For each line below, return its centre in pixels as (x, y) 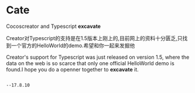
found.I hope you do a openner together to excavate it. (72, 69)
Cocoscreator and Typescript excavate (54, 26)
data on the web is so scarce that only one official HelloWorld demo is (90, 63)
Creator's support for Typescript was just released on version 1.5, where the (98, 57)
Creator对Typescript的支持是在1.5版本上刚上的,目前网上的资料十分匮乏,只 (94, 38)
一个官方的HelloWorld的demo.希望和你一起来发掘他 (73, 45)
